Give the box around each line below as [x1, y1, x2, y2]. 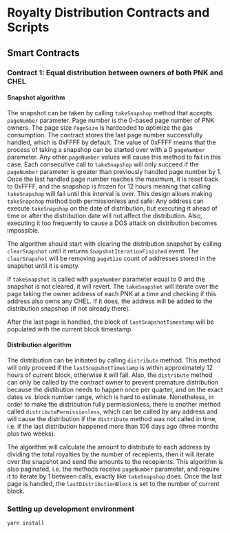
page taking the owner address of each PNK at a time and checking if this [7, 289, 217, 298]
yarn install [7, 520, 45, 527]
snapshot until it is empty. [7, 261, 81, 270]
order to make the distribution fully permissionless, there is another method [7, 400, 221, 408]
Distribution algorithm [7, 340, 72, 349]
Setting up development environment [7, 504, 135, 514]
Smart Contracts [7, 47, 81, 59]
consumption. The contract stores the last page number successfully [7, 130, 203, 139]
